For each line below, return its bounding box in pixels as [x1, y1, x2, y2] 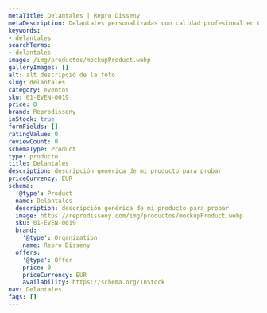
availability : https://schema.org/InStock [22, 278, 165, 287]
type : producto [8, 152, 59, 160]
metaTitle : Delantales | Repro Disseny [8, 11, 141, 20]
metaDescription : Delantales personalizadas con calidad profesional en [8, 19, 254, 27]
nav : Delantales [8, 286, 62, 294]
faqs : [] [8, 293, 37, 301]
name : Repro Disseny [22, 241, 91, 249]
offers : [15, 248, 41, 256]
